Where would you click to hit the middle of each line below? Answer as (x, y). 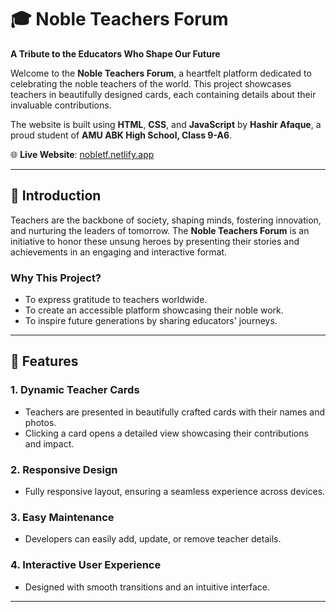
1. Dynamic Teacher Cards (75, 390)
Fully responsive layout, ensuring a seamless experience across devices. (175, 492)
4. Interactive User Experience (86, 565)
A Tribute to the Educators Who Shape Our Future (115, 53)
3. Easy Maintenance (62, 517)
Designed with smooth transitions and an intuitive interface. (147, 587)
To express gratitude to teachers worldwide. (116, 300)
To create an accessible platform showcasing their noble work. (154, 310)
